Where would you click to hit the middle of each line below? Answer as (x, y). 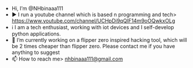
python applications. (36, 34)
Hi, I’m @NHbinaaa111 (37, 8)
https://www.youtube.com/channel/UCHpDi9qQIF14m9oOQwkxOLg (93, 21)
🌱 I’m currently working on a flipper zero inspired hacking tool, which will (99, 40)
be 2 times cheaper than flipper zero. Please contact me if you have (93, 46)
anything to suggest (36, 52)
